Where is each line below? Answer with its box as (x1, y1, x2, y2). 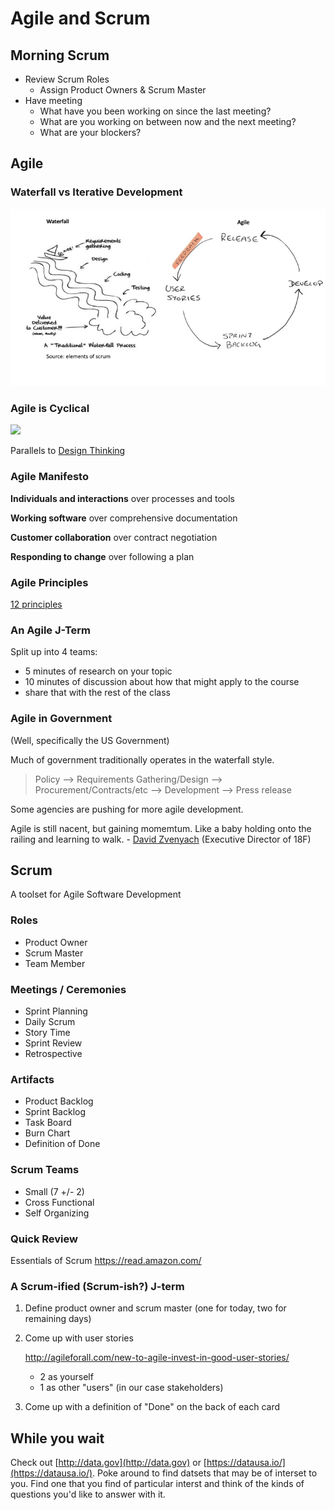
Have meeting (24, 95, 83, 106)
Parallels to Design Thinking (10, 445, 126, 457)
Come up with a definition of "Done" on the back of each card (24, 1401, 281, 1413)
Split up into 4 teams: (10, 646, 98, 658)
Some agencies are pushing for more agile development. (10, 803, 244, 815)
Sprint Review (24, 1037, 83, 1049)
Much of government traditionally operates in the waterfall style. (10, 753, 275, 766)
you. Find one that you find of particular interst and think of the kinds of (10, 1478, 305, 1490)
